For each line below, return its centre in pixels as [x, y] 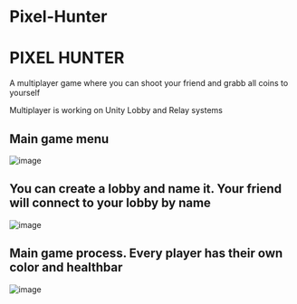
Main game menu [59, 139]
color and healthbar [66, 267]
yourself [25, 93]
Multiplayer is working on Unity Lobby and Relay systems [116, 110]
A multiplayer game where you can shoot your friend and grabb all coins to [149, 83]
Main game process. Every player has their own [146, 254]
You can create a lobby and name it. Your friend [146, 189]
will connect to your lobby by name [110, 203]
